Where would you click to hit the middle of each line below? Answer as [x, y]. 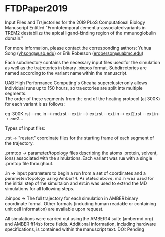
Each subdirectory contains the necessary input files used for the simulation [83, 62]
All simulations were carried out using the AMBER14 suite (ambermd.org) [79, 218]
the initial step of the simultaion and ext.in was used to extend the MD [76, 183]
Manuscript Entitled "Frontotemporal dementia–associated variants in [75, 27]
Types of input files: [25, 128]
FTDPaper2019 [36, 9]
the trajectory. [19, 143]
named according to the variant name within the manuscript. [66, 73]
